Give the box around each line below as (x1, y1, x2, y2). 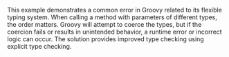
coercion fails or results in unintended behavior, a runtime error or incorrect (7, 27, 223, 36)
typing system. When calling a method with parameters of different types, (7, 13, 218, 21)
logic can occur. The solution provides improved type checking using (7, 35, 204, 43)
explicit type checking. (7, 43, 72, 50)
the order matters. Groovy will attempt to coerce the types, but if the (7, 21, 202, 28)
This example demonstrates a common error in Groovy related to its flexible (7, 6, 223, 14)
